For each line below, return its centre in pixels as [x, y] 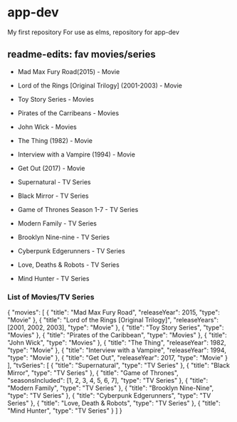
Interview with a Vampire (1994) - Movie [76, 154]
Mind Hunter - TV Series [53, 278]
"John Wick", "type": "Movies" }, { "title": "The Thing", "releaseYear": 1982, [117, 343]
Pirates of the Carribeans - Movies [68, 113]
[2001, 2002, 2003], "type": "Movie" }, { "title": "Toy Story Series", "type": [116, 327]
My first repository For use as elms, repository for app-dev [94, 32]
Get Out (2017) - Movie [51, 168]
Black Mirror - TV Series [53, 196]
